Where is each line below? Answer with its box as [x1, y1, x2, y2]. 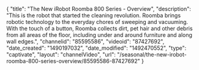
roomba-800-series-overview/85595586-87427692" [6, 58, 141, 64]
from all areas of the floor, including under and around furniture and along [6, 31, 193, 39]
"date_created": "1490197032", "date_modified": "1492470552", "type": [6, 44, 187, 52]
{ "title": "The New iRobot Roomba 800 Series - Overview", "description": [6, 6, 192, 12]
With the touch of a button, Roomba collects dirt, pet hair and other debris [6, 25, 193, 32]
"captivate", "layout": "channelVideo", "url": [6, 51, 116, 58]
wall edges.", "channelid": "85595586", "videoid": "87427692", [6, 38, 165, 45]
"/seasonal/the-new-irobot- [117, 51, 187, 58]
